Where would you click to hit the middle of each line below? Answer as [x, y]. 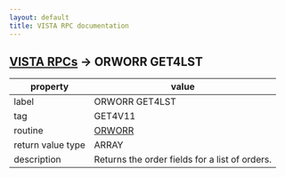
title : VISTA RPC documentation [69, 26]
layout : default [39, 17]
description [37, 159]
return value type [50, 145]
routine [28, 131]
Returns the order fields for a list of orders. [183, 159]
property [50, 87]
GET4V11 [115, 117]
